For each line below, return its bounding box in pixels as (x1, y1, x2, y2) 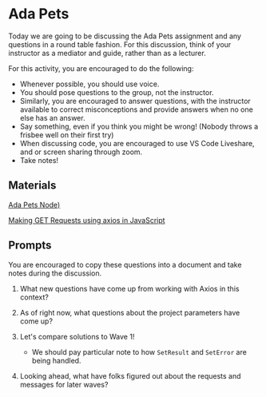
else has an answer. (19, 113, 85, 122)
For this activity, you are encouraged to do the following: (8, 63, 194, 73)
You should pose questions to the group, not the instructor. (19, 87, 214, 97)
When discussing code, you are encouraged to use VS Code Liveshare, (19, 138, 255, 148)
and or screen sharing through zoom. (19, 147, 143, 157)
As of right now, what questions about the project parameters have (19, 308, 240, 317)
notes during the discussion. (8, 268, 102, 278)
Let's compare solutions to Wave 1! (19, 331, 135, 341)
